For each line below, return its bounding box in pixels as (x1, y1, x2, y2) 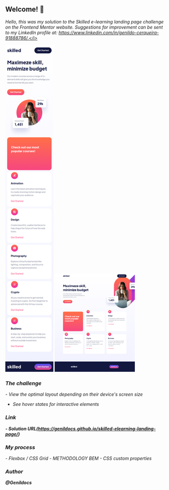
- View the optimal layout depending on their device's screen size (5, 391, 143, 398)
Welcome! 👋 (5, 5, 44, 14)
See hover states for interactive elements (12, 401, 99, 407)
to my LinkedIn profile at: (5, 29, 58, 36)
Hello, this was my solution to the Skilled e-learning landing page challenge (5, 18, 164, 24)
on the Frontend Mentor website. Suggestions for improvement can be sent (5, 24, 163, 30)
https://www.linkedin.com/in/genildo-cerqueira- (58, 29, 159, 36)
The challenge (5, 380, 42, 386)
